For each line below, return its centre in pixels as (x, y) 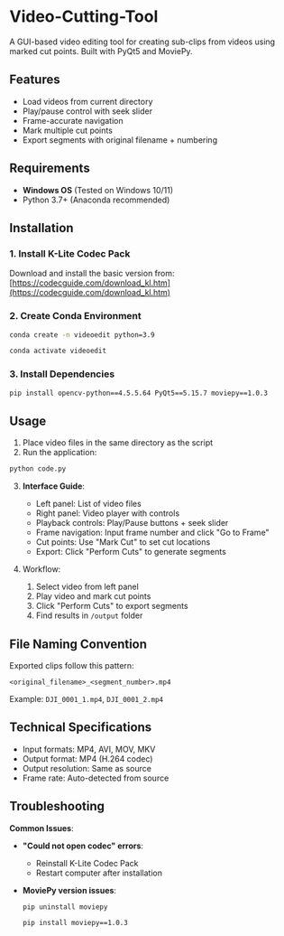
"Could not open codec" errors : (83, 846)
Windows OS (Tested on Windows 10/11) (98, 190)
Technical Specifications (81, 728)
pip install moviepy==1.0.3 (75, 923)
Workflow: (41, 569)
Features (35, 80)
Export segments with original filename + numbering (120, 140)
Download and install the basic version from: (92, 274)
